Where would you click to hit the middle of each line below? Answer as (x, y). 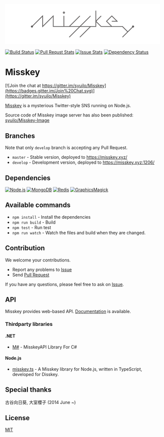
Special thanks (28, 390)
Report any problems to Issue (42, 269)
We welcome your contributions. (38, 260)
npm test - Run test (32, 227)
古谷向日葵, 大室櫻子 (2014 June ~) (41, 402)
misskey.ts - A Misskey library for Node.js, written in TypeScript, (77, 369)
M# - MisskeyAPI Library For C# (44, 347)
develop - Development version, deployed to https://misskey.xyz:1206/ (83, 162)
